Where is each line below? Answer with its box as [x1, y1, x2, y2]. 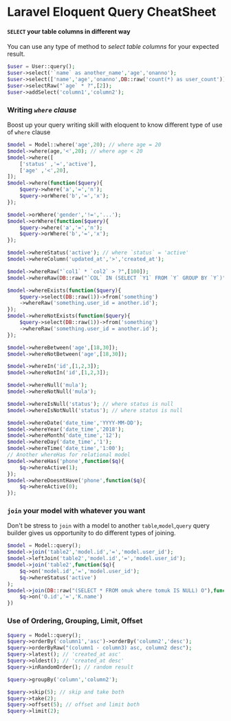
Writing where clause [7, 105, 77, 114]
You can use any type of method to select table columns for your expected [7, 43, 219, 51]
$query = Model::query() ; [7, 632, 81, 638]
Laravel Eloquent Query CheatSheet [7, 4, 217, 20]
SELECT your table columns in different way [7, 27, 131, 35]
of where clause [7, 128, 51, 136]
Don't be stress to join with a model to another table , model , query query [7, 521, 210, 530]
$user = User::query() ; [7, 63, 76, 70]
